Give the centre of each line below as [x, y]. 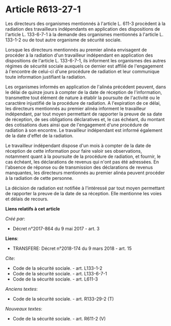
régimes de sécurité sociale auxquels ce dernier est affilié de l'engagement [84, 66]
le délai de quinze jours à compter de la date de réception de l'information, [84, 92]
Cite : [10, 258]
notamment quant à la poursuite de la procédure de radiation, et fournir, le [83, 156]
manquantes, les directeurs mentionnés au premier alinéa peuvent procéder [85, 173]
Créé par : [15, 219]
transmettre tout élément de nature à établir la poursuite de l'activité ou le [82, 98]
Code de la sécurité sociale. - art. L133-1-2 [57, 268]
